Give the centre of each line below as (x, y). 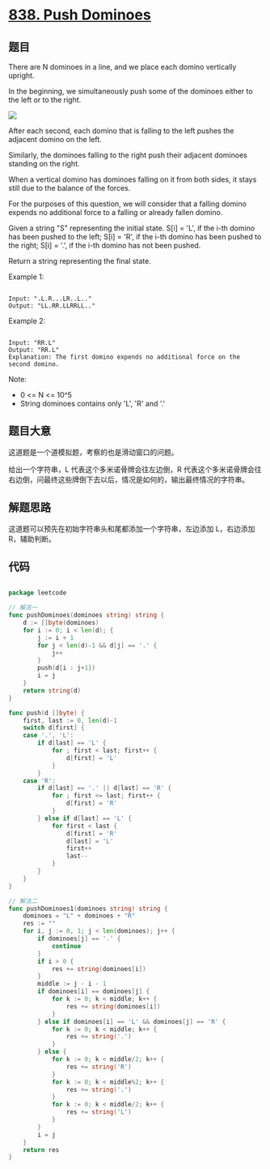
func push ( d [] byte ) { (46, 713)
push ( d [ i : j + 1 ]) (66, 668)
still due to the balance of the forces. (70, 188)
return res (41, 1150)
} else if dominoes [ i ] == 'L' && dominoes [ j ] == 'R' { (132, 1021)
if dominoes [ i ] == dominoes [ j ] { (94, 991)
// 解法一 (23, 608)
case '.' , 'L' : (49, 736)
